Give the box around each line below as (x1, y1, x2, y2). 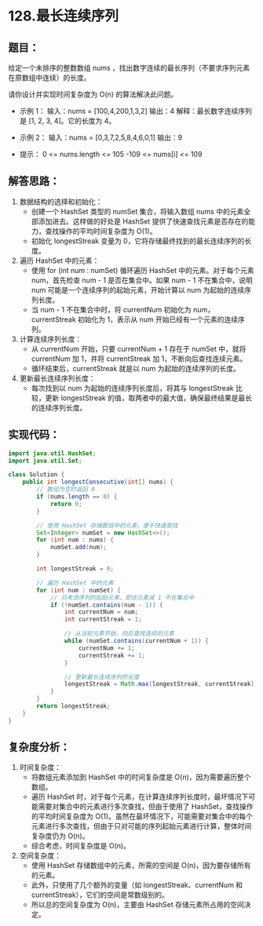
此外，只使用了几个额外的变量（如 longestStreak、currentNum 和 (31, 880, 243, 890)
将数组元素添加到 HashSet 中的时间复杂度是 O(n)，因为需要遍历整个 (31, 772, 251, 782)
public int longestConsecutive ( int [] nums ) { (22, 478, 174, 487)
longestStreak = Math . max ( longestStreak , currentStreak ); (64, 680, 258, 688)
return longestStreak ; (36, 702, 111, 710)
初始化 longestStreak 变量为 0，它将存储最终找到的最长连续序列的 (31, 236, 245, 246)
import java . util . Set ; (8, 457, 82, 465)
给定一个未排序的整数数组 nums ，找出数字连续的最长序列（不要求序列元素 (8, 64, 250, 72)
